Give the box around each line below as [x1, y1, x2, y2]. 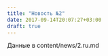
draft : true [7, 23, 41, 29]
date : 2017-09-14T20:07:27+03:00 [7, 16, 102, 23]
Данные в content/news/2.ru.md [7, 42, 100, 50]
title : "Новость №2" [7, 10, 66, 17]
